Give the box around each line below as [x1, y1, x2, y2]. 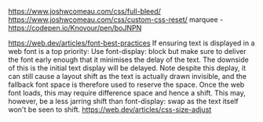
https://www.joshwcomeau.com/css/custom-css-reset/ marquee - [8, 15, 224, 24]
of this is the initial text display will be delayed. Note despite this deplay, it [8, 63, 247, 73]
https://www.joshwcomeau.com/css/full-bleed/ [8, 7, 161, 16]
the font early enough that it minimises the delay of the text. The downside [8, 55, 249, 64]
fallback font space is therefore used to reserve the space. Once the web [8, 80, 245, 89]
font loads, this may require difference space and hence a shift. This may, [8, 88, 246, 97]
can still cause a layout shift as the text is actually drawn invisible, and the [8, 72, 247, 81]
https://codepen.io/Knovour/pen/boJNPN [8, 23, 142, 32]
